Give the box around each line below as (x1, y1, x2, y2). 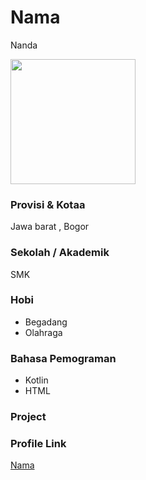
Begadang (24, 316, 68, 328)
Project (10, 410, 47, 424)
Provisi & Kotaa (10, 197, 86, 211)
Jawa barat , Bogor (10, 221, 90, 233)
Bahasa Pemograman (10, 351, 117, 365)
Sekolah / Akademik (10, 246, 110, 260)
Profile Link (10, 436, 67, 450)
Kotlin (24, 374, 49, 386)
